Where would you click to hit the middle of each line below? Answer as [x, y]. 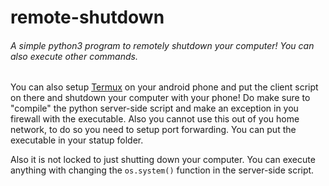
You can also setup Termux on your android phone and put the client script [164, 87]
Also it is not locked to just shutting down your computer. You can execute [163, 160]
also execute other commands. [74, 56]
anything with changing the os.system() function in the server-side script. [162, 170]
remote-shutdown [87, 17]
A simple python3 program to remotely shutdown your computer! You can [162, 45]
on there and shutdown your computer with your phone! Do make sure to [160, 98]
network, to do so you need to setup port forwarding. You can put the [153, 130]
